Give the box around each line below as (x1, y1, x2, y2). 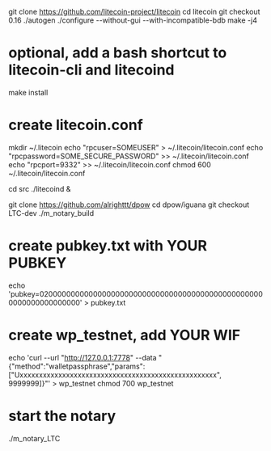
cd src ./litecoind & (8, 183, 71, 193)
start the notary (8, 407, 116, 425)
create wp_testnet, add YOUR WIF (8, 327, 241, 344)
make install (8, 87, 49, 97)
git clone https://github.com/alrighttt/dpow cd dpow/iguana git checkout (8, 200, 250, 209)
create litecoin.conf (8, 116, 143, 134)
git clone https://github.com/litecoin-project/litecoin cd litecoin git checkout (8, 7, 260, 16)
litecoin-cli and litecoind (8, 61, 176, 79)
